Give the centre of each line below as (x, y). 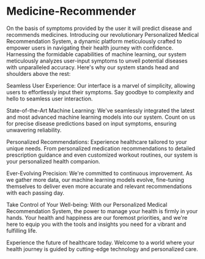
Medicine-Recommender (71, 11)
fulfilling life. (22, 230)
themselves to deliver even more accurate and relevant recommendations (99, 186)
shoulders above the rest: (39, 73)
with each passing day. (35, 193)
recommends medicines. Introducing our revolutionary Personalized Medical (102, 34)
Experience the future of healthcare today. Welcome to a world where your (100, 242)
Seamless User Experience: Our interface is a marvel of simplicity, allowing (101, 85)
